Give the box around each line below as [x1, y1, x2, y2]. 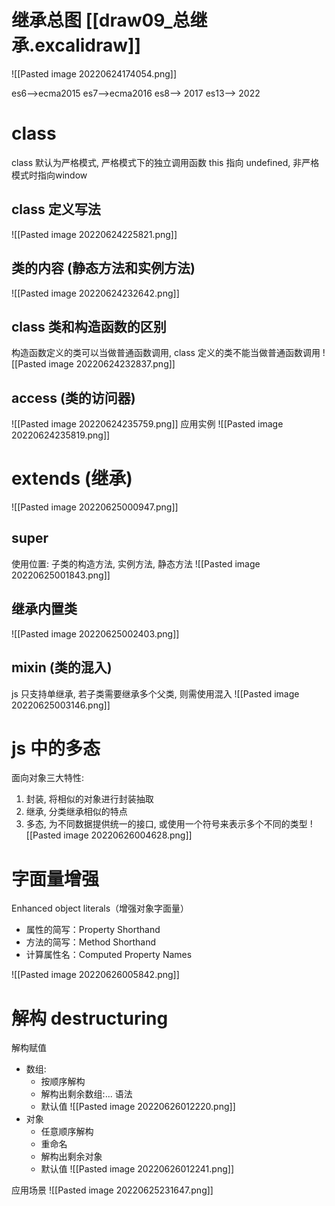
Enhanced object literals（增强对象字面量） [11, 902, 190, 915]
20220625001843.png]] [11, 569, 111, 581]
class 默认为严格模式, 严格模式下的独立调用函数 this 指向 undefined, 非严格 [11, 156, 320, 168]
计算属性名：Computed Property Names [25, 949, 193, 961]
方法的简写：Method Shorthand [25, 936, 157, 948]
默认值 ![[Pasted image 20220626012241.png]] [40, 1163, 234, 1175]
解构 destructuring [11, 1007, 169, 1030]
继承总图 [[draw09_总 [11, 9, 191, 32]
